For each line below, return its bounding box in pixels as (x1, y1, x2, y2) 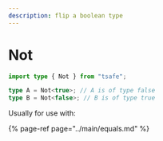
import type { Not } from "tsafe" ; (8, 72, 127, 80)
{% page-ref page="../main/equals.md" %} (8, 124, 150, 134)
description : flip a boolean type (8, 11, 124, 20)
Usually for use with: (8, 108, 76, 118)
